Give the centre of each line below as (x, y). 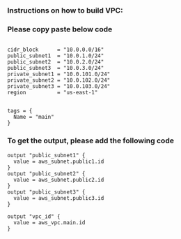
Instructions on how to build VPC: (65, 10)
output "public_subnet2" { (46, 173)
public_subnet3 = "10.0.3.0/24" (56, 68)
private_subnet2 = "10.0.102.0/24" (59, 80)
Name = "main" (34, 117)
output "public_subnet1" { (46, 155)
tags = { (20, 111)
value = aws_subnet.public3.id (59, 198)
